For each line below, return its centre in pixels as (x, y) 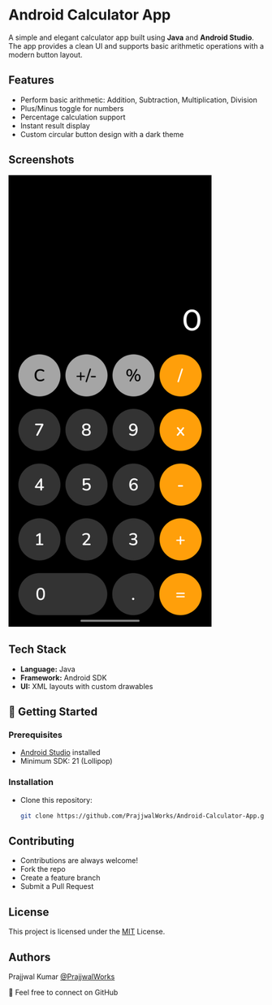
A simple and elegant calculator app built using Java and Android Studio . (131, 37)
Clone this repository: (56, 800)
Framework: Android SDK (63, 677)
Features (31, 80)
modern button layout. (45, 54)
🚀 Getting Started (53, 712)
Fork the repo (43, 869)
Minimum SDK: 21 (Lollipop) (66, 761)
